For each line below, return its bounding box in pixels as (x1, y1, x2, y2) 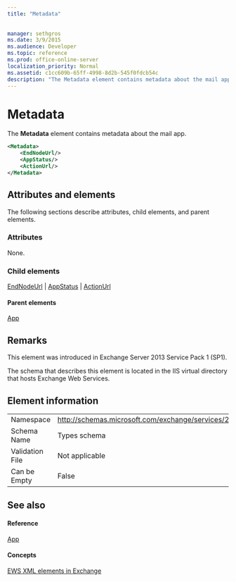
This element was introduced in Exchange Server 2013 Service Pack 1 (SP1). (7, 353, 228, 361)
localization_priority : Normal (7, 63, 99, 70)
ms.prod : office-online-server (7, 56, 99, 63)
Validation (11, 446, 44, 456)
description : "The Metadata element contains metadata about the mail (7, 75, 218, 83)
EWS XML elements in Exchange (7, 566, 102, 575)
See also (7, 500, 46, 512)
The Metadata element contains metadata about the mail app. (7, 130, 187, 138)
